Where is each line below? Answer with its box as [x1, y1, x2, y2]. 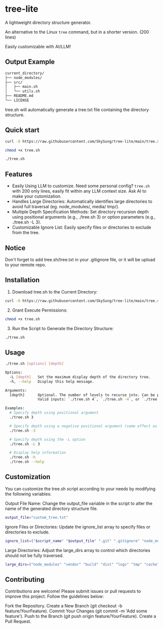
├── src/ [5, 79, 23, 85]
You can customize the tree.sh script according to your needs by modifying [5, 486, 156, 491]
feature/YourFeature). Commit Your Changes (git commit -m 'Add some [5, 608, 147, 614]
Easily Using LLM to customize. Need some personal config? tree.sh [12, 183, 150, 189]
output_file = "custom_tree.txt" [5, 515, 68, 520]
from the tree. [12, 230, 40, 236]
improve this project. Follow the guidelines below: [5, 593, 104, 599]
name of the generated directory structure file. [5, 506, 98, 511]
